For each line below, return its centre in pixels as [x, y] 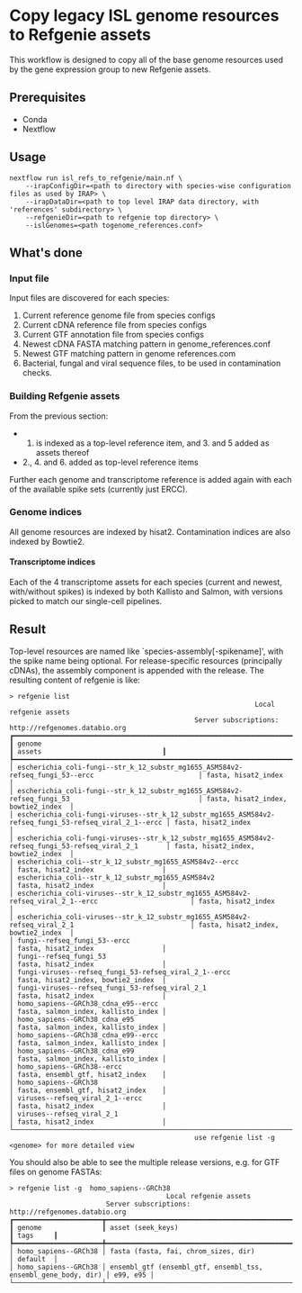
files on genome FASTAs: [56, 1171]
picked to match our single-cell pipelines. [86, 601]
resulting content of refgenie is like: [75, 680]
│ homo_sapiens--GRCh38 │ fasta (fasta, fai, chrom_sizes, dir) [132, 1251]
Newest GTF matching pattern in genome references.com [129, 354]
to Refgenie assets [80, 35]
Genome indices [46, 512]
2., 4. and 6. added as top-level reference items [111, 462]
